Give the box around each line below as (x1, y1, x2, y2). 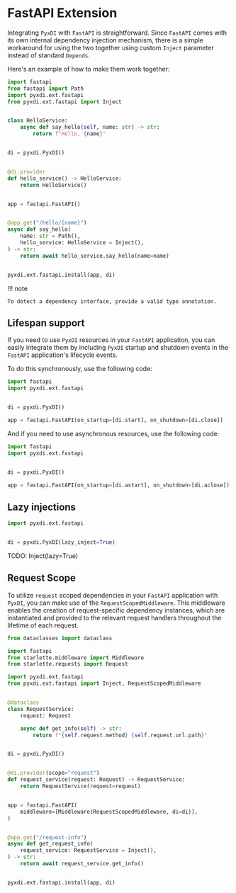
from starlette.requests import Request (7, 661, 129, 668)
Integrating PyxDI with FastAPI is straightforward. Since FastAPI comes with (7, 28, 227, 37)
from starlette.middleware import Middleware (7, 654, 144, 661)
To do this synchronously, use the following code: (7, 365, 152, 373)
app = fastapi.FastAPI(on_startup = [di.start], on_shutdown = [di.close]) (7, 416, 223, 423)
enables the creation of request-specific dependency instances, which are (7, 605, 225, 614)
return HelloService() (20, 181, 87, 188)
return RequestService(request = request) (20, 783, 141, 790)
